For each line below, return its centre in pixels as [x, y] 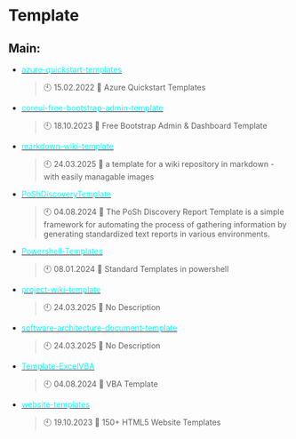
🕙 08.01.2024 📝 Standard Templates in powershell [136, 269]
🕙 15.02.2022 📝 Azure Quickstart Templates [124, 87]
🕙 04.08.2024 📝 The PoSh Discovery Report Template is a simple [164, 212]
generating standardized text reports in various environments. [156, 234]
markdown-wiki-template [68, 146]
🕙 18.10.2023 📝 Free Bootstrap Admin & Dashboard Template [155, 126]
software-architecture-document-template [99, 328]
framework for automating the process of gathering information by [165, 224]
